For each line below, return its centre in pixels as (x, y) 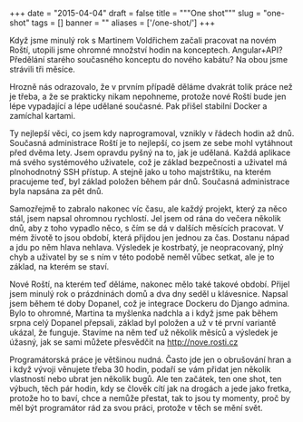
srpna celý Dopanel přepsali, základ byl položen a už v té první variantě (143, 323)
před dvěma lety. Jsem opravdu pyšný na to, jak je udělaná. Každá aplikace (150, 152)
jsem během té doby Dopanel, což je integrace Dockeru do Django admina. (150, 304)
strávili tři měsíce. (42, 69)
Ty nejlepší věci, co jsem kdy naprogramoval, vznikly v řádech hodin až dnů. (152, 133)
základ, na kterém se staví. (59, 266)
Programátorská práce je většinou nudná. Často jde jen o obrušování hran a (151, 359)
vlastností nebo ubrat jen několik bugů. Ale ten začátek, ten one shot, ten (146, 379)
